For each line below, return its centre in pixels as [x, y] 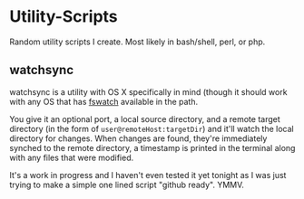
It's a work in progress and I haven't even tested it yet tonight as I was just [148, 175]
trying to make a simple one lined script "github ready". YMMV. [127, 185]
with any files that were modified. [72, 157]
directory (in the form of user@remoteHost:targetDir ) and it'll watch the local [152, 128]
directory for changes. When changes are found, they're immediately [138, 138]
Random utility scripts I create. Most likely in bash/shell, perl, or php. [137, 42]
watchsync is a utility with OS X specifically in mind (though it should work [148, 91]
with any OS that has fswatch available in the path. [103, 101]
